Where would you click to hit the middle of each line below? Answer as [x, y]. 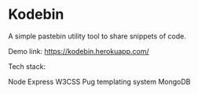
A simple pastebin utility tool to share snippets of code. [97, 36]
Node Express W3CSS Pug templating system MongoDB [99, 81]
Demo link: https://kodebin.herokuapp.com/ [79, 51]
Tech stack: [27, 66]
